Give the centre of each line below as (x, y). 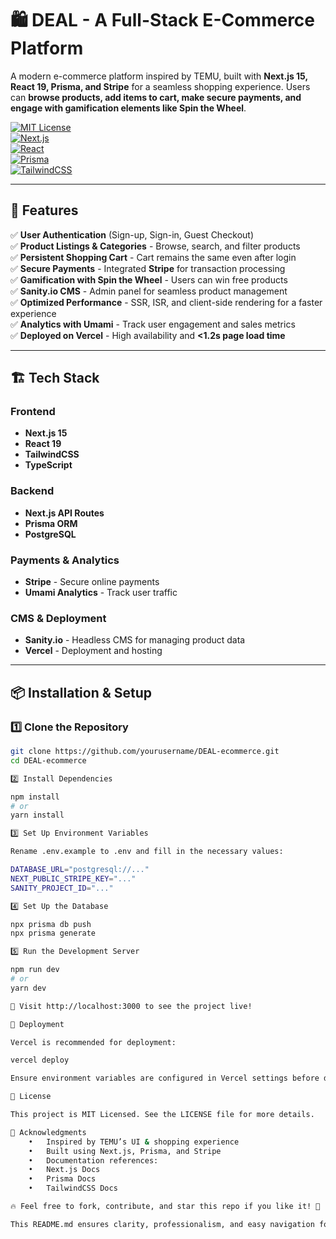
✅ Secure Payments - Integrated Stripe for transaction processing (148, 268)
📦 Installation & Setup (81, 692)
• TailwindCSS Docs (73, 1188)
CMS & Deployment (58, 618)
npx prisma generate (53, 933)
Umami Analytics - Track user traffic (101, 593)
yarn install (37, 815)
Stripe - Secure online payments (92, 582)
